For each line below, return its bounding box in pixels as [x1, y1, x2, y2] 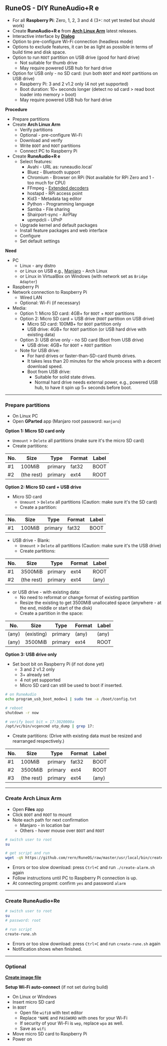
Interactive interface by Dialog [12, 33, 75, 39]
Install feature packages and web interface [19, 227, 108, 233]
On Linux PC [12, 413, 38, 419]
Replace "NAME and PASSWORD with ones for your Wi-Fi [19, 1015, 128, 1021]
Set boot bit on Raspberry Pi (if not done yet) [12, 661, 104, 667]
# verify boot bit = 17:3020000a [5, 719, 75, 724]
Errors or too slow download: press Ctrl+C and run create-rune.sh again [12, 940, 161, 947]
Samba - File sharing [27, 206, 70, 212]
